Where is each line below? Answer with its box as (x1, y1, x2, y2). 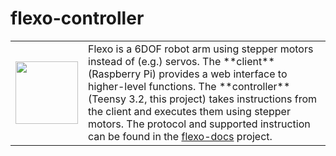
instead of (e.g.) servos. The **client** (88, 54, 275, 68)
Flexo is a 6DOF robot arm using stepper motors (88, 42, 314, 56)
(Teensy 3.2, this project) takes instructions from (88, 92, 318, 106)
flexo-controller (10, 7, 145, 30)
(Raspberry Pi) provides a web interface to (88, 67, 288, 81)
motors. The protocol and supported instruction (88, 117, 311, 131)
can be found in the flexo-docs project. (88, 129, 273, 143)
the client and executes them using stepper (88, 104, 291, 118)
